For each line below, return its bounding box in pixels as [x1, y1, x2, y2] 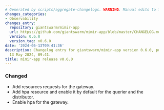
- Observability [5, 16, 38, 21]
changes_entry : [5, 20, 36, 26]
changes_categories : [5, 12, 47, 16]
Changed [5, 73, 28, 79]
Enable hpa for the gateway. [12, 99, 69, 105]
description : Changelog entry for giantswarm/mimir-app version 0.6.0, [5, 47, 154, 52]
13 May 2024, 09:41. [9, 52, 51, 57]
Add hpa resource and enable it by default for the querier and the [12, 89, 143, 94]
